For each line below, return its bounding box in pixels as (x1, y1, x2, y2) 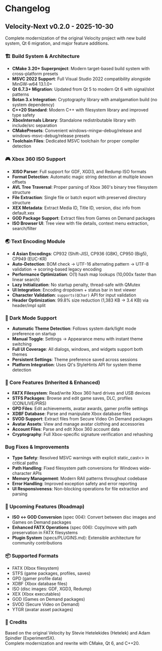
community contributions (12, 540, 63, 546)
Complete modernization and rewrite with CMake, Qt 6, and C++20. (5, 640, 140, 646)
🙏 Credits (5, 619, 28, 626)
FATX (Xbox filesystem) (12, 565, 59, 571)
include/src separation (12, 123, 57, 128)
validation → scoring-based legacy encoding (12, 266, 102, 272)
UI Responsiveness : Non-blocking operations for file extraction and (12, 486, 148, 491)
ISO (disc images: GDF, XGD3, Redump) (12, 586, 92, 592)
